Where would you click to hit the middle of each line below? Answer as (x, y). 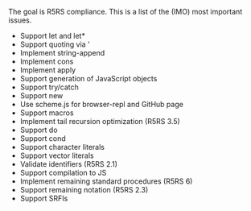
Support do (39, 130)
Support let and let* (53, 36)
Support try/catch (49, 87)
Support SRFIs (44, 198)
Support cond (43, 139)
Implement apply (48, 70)
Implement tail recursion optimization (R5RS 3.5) (100, 121)
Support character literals (62, 147)
